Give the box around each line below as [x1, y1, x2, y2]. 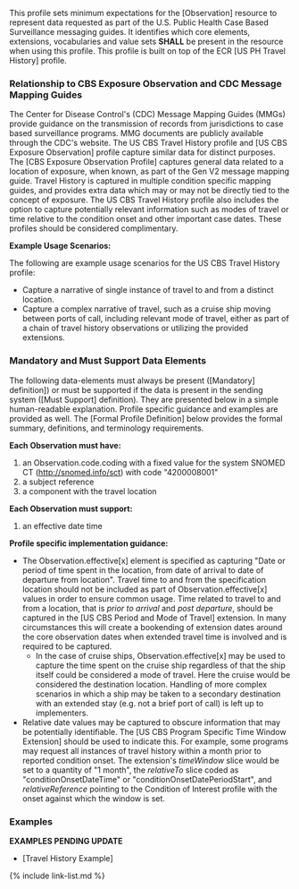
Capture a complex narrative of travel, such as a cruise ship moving [21, 303, 271, 314]
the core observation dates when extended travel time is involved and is [21, 631, 287, 642]
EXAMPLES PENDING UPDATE [9, 835, 123, 846]
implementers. [35, 707, 89, 718]
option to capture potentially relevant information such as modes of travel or [9, 204, 289, 215]
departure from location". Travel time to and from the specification [21, 574, 266, 585]
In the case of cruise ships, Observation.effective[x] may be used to [35, 650, 286, 661]
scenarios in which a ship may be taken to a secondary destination [35, 688, 281, 699]
